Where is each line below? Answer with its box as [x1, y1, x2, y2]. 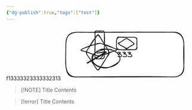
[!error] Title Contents [20, 97, 75, 105]
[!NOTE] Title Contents [20, 86, 77, 93]
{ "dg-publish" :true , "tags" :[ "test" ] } [6, 10, 100, 16]
